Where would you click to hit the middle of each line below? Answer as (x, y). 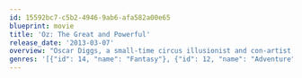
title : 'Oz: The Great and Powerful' (80, 34)
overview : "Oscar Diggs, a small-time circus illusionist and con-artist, (152, 51)
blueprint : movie (42, 26)
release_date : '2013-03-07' (62, 43)
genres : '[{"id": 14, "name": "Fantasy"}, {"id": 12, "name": (128, 59)
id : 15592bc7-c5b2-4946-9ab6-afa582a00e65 (90, 17)
